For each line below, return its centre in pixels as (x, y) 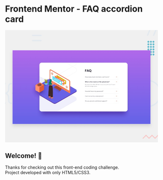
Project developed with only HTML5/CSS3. (48, 173)
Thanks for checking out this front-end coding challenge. (62, 167)
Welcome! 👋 (24, 155)
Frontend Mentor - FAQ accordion (74, 9)
